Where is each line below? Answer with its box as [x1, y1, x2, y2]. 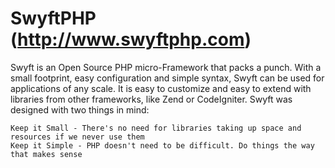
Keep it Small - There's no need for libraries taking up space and [10, 123, 302, 133]
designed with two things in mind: [10, 103, 150, 116]
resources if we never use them [10, 132, 145, 142]
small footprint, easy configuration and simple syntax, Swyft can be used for [10, 72, 325, 84]
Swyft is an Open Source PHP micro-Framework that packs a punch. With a [10, 61, 322, 73]
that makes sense [10, 149, 83, 159]
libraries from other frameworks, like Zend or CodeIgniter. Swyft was [10, 93, 293, 105]
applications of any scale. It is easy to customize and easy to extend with [10, 82, 312, 94]
